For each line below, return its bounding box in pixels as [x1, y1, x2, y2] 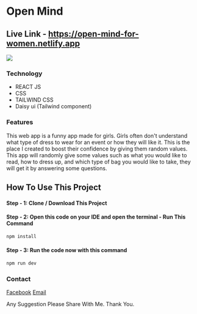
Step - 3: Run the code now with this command [6, 247, 127, 254]
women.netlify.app [6, 38, 81, 48]
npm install [6, 233, 37, 239]
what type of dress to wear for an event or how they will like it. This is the [6, 138, 190, 146]
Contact [6, 274, 31, 283]
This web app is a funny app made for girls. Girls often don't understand [6, 132, 188, 139]
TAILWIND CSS [15, 96, 54, 103]
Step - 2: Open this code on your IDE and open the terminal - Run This [6, 213, 186, 221]
